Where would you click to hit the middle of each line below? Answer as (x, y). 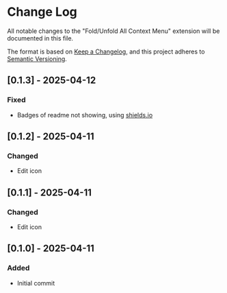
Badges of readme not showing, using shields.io (85, 115)
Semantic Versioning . (37, 58)
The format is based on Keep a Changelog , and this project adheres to (106, 51)
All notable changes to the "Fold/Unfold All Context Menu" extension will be (113, 31)
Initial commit (36, 283)
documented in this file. (40, 38)
